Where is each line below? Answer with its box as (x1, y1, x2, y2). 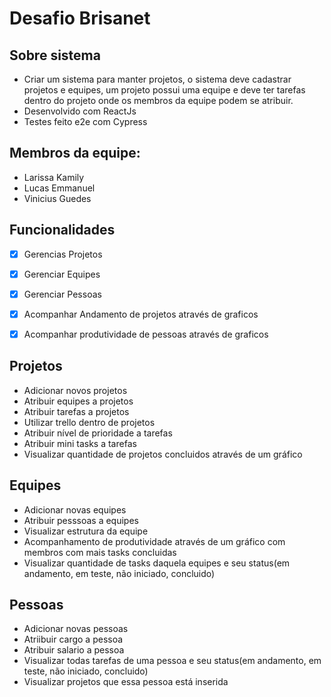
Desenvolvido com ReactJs (23, 105, 137, 117)
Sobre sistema (9, 47, 101, 64)
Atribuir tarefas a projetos (23, 405, 130, 417)
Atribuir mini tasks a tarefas (23, 437, 137, 449)
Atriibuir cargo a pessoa (23, 633, 124, 646)
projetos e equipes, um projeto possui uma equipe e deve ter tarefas (23, 84, 306, 96)
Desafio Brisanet (9, 7, 151, 30)
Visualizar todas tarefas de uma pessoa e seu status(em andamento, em (23, 655, 322, 667)
